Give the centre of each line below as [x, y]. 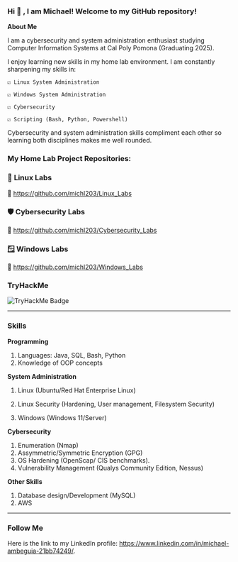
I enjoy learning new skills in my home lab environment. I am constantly [111, 62]
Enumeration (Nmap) [48, 445]
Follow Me [25, 528]
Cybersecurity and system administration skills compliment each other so [114, 133]
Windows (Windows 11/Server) [62, 417]
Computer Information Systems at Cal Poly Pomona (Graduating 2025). [111, 48]
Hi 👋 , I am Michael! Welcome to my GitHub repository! [102, 11]
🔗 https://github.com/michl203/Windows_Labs [75, 267]
